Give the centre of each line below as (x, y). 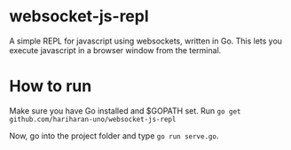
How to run (51, 87)
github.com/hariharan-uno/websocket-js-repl (93, 119)
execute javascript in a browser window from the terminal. (115, 50)
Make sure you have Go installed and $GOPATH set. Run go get (125, 111)
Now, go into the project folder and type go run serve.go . (114, 136)
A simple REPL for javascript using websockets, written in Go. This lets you (145, 41)
